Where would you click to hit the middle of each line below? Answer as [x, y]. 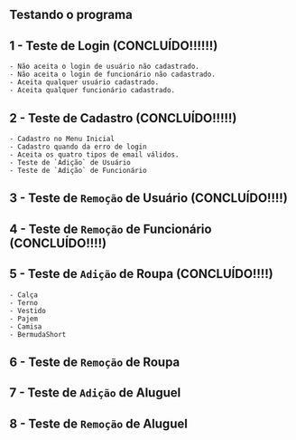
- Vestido [28, 311]
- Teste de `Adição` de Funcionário [78, 171]
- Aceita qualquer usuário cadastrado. [84, 82]
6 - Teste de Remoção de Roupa [95, 362]
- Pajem [24, 319]
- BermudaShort [38, 334]
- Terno [24, 302]
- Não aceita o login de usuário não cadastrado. [105, 67]
